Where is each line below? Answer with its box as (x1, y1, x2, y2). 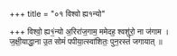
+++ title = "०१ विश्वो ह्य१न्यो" (9, 9, 106, 19)
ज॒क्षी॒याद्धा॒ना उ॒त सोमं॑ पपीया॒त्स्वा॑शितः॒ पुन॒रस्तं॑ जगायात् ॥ (9, 36, 163, 46)
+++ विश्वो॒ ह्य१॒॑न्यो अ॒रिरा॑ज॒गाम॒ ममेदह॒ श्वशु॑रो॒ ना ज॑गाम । (9, 27, 170, 36)
